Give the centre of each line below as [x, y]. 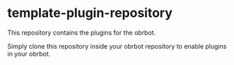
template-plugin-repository [90, 13]
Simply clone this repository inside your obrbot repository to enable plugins [117, 46]
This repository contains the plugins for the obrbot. [82, 32]
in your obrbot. [29, 54]
